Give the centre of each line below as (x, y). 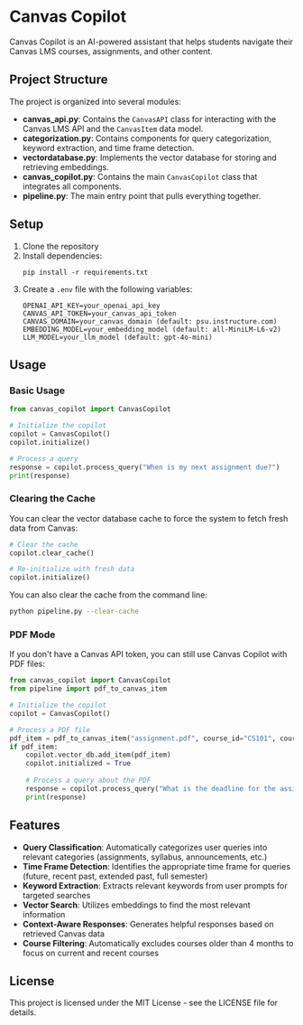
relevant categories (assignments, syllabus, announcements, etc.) (145, 857)
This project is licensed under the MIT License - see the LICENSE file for (143, 1003)
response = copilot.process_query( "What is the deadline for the (151, 788)
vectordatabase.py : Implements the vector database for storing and (149, 157)
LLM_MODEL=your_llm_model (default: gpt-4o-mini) (118, 337)
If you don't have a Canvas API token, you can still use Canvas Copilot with (148, 654)
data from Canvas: (44, 528)
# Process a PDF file (50, 729)
